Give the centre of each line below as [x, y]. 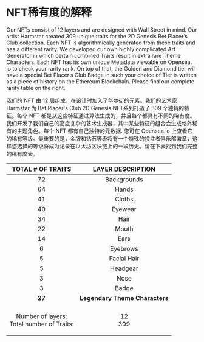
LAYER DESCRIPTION [124, 169]
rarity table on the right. [36, 88]
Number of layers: [42, 316]
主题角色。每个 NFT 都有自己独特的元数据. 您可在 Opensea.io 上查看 [102, 131]
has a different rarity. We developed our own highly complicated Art [91, 49]
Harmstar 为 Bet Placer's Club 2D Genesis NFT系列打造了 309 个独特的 [95, 108]
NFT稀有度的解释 [49, 12]
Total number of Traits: [42, 324]
